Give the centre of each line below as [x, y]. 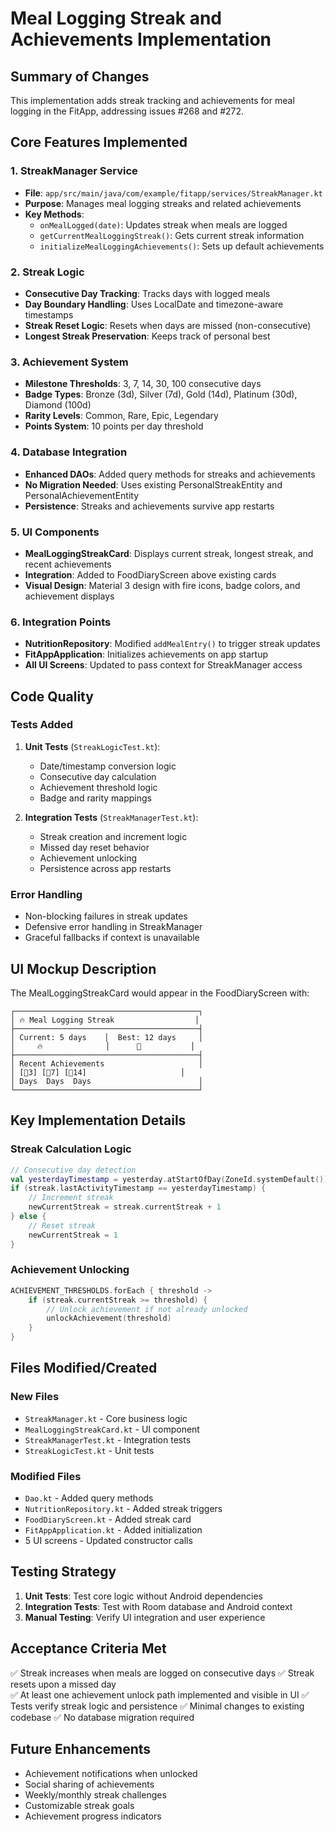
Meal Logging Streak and [116, 18]
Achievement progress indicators [93, 1816]
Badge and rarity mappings [96, 798]
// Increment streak [71, 1198]
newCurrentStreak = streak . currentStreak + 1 [125, 1207]
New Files [35, 1397]
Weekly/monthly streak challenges [95, 1794]
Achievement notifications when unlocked [111, 1773]
